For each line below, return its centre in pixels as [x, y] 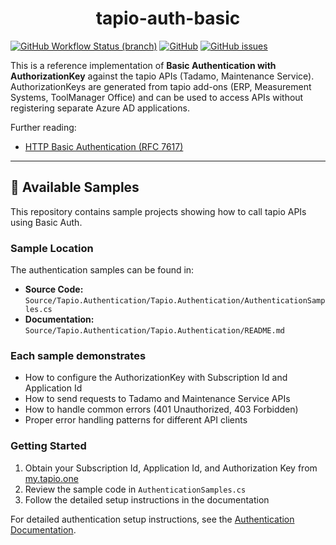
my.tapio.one [51, 478]
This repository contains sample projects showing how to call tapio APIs [158, 211]
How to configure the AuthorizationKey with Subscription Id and [156, 378]
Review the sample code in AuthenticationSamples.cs [135, 489]
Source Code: [54, 289]
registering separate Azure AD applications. [100, 108]
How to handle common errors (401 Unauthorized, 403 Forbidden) [161, 409]
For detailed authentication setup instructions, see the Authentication [152, 519]
